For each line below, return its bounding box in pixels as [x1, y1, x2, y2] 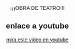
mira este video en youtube [6, 36, 69, 43]
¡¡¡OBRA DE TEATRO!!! [10, 5, 65, 11]
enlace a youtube [5, 21, 69, 30]
